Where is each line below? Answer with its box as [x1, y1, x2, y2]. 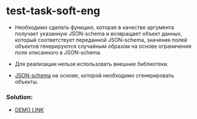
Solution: [6, 93, 33, 101]
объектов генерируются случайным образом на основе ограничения [14, 43, 192, 50]
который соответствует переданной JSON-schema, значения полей [14, 36, 188, 43]
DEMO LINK [14, 107, 45, 114]
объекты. [14, 78, 39, 85]
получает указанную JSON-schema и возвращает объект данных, [14, 30, 183, 37]
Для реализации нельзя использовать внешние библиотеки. [14, 60, 169, 67]
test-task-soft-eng [6, 4, 100, 18]
